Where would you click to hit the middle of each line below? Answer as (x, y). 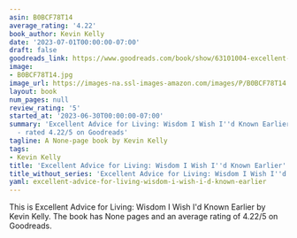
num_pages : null (39, 100)
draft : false (33, 50)
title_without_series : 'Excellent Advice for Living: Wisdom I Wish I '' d (148, 173)
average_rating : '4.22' (53, 26)
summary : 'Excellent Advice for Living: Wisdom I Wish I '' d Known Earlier (150, 125)
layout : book (33, 91)
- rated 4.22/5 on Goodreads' (72, 133)
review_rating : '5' (45, 108)
